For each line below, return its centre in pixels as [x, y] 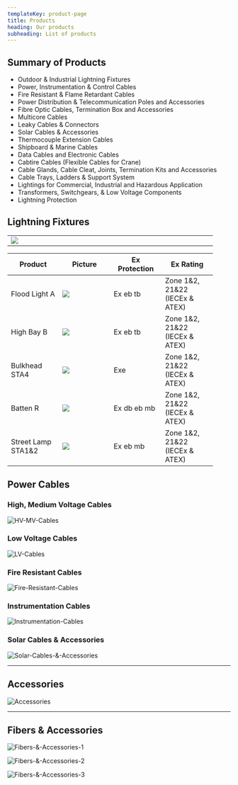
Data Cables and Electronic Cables [68, 155]
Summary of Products [57, 62]
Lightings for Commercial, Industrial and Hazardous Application [110, 185]
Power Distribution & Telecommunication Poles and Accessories [111, 102]
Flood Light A [33, 293]
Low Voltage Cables [42, 538]
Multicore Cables [42, 117]
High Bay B [29, 332]
